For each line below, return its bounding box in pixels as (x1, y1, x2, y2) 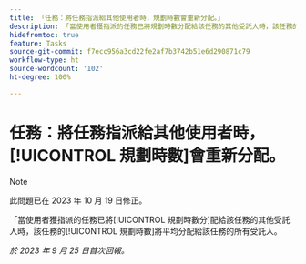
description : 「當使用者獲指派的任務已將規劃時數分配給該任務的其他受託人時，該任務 (9, 22, 293, 31)
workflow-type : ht (9, 56, 79, 65)
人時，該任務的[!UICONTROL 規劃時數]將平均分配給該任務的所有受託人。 (9, 225, 282, 237)
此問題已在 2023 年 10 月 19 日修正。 (9, 195, 148, 206)
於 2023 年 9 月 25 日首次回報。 (9, 245, 129, 256)
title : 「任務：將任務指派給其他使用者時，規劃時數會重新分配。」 (9, 13, 225, 23)
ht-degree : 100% (9, 73, 71, 82)
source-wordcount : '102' (9, 65, 104, 74)
